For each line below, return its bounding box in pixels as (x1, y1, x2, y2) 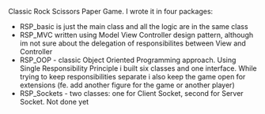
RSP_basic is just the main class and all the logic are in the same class (19, 22, 248, 31)
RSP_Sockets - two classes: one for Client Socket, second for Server (19, 89, 244, 97)
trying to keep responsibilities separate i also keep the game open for (19, 72, 246, 81)
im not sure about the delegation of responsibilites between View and (19, 39, 247, 48)
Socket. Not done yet (19, 97, 89, 106)
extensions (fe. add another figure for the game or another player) (19, 80, 235, 90)
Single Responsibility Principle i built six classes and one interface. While (19, 64, 257, 73)
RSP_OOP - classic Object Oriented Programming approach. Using (19, 55, 237, 64)
